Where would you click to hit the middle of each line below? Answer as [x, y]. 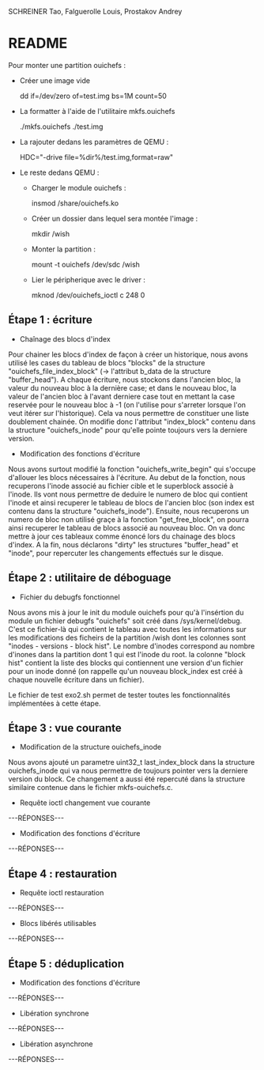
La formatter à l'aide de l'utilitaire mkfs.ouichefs [97, 111]
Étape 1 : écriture [50, 320]
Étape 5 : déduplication [66, 964]
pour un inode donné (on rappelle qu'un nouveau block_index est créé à [126, 671]
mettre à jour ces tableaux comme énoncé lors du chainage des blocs [122, 536]
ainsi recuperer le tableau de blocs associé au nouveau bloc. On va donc [127, 527]
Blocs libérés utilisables [58, 924]
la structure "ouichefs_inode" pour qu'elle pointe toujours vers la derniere [128, 429]
